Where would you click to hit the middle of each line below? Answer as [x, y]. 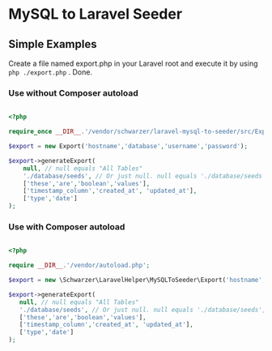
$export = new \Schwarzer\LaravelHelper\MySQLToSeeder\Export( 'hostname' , [137, 280]
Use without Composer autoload [74, 92]
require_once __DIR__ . [47, 132]
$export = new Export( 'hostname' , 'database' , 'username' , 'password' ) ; [128, 147]
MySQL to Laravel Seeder [96, 14]
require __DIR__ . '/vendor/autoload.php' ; [79, 265]
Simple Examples [53, 44]
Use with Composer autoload [67, 226]
